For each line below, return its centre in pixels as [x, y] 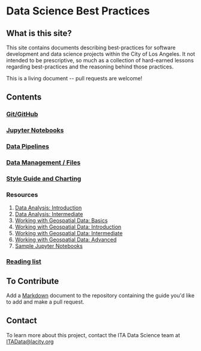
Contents [24, 97]
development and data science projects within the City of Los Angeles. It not [100, 54]
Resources [22, 194]
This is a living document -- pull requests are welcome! [74, 78]
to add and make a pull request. [45, 302]
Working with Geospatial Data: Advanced [66, 240]
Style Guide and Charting [44, 178]
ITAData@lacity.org [30, 341]
